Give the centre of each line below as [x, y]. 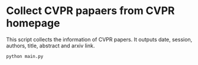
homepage [33, 23]
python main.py [25, 56]
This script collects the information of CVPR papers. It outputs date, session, [99, 39]
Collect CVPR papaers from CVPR [90, 11]
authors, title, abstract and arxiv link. [51, 46]
